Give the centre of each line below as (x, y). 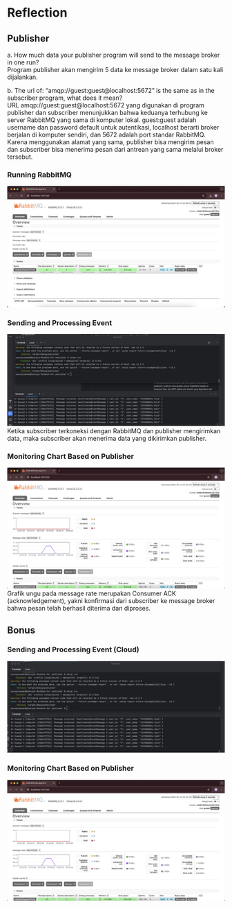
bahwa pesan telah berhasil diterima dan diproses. (79, 609)
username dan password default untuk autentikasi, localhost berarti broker (113, 127)
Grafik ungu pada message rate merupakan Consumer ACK (91, 593)
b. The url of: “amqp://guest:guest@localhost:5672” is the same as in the (111, 90)
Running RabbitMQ (40, 175)
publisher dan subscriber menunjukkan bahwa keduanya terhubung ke (108, 113)
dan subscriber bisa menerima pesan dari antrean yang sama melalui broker (115, 149)
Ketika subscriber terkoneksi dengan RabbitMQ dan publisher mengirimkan (114, 430)
